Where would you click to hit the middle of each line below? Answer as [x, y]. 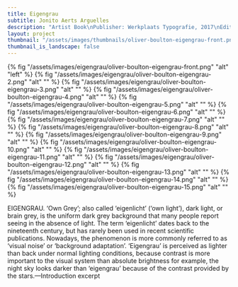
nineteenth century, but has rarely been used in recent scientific [101, 231]
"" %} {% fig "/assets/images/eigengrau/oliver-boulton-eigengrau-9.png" [114, 134]
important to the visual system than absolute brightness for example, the [113, 261]
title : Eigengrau [33, 14]
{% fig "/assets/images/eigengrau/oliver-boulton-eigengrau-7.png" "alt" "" [116, 119]
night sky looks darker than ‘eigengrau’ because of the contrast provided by [118, 268]
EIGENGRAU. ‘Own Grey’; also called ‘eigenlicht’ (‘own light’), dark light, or [115, 208]
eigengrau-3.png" [33, 89]
